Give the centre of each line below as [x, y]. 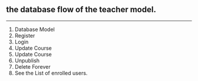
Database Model [34, 29]
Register [25, 35]
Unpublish [27, 60]
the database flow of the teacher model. [81, 10]
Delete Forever [33, 66]
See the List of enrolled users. [51, 73]
